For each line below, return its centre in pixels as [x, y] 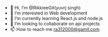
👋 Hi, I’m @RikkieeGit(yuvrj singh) [45, 8]
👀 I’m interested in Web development [49, 13]
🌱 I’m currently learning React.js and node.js [56, 18]
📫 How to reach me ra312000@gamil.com [55, 29]
